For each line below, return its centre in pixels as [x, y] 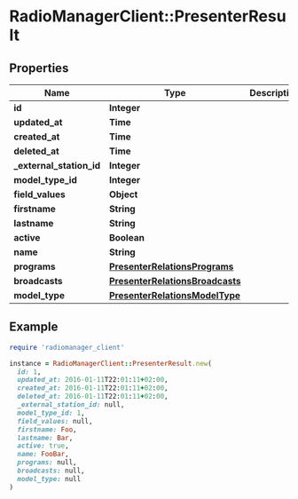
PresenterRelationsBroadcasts [175, 281]
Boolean [127, 238]
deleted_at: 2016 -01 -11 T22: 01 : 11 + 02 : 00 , [93, 397]
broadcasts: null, [51, 471]
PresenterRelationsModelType [175, 295]
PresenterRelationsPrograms [172, 266]
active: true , [43, 446]
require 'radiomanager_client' [67, 347]
